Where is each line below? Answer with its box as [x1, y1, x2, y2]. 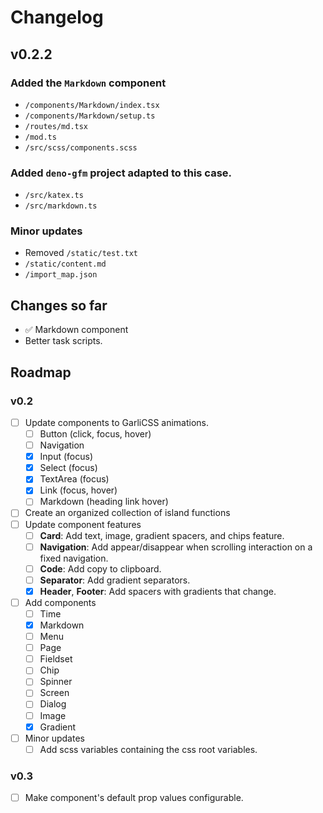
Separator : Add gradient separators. [39, 574, 191, 586]
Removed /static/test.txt [24, 247, 138, 259]
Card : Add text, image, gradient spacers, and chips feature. [39, 529, 285, 541]
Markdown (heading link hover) [39, 496, 169, 508]
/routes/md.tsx [24, 121, 89, 131]
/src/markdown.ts [24, 201, 98, 211]
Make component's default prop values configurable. [24, 792, 244, 804]
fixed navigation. [39, 552, 109, 564]
